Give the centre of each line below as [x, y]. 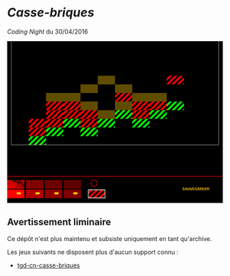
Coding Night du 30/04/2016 [48, 32]
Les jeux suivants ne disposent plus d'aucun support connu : [93, 252]
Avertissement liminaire [59, 222]
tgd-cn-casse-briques [48, 265]
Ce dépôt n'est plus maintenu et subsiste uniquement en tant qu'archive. [110, 238]
